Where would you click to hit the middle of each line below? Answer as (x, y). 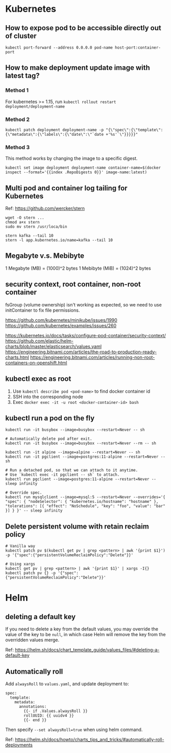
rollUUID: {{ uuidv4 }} (49, 716)
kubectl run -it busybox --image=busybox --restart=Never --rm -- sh (81, 443)
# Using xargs (20, 564)
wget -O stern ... (25, 218)
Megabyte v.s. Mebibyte (45, 256)
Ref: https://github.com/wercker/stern (45, 209)
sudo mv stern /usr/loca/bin (36, 227)
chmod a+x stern (22, 222)
